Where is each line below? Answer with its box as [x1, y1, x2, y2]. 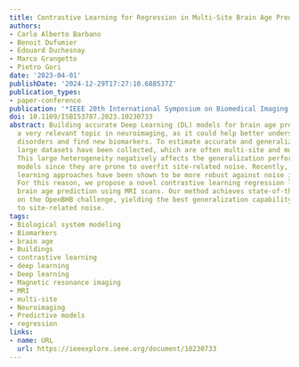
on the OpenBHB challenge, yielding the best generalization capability [17, 195, 293, 205]
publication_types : [9, 87, 82, 96]
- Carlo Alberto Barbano [9, 29, 101, 38]
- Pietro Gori [9, 63, 62, 72]
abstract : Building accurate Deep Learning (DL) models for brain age [9, 121, 277, 130]
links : [9, 328, 34, 337]
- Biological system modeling [9, 220, 122, 229]
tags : [9, 211, 29, 221]
